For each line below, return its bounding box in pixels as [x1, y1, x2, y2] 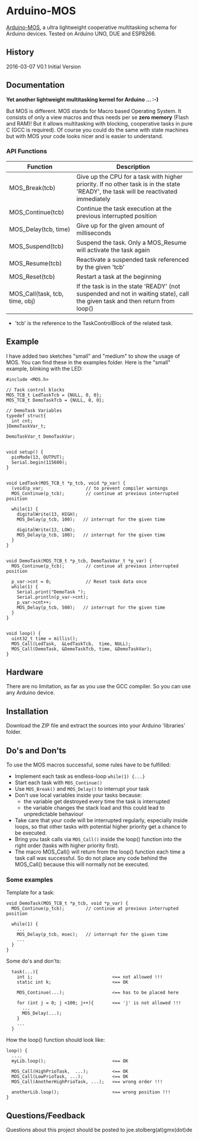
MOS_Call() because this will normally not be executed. [14, 861, 150, 868]
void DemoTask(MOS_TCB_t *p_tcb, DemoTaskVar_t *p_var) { [6, 558, 152, 564]
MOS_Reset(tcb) [9, 272, 55, 281]
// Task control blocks [6, 387, 65, 393]
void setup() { [6, 449, 44, 455]
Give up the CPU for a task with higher [76, 172, 183, 181]
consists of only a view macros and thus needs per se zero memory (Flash [6, 114, 189, 121]
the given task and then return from [76, 297, 175, 305]
